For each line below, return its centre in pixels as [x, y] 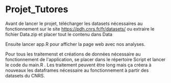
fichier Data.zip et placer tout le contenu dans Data [59, 34]
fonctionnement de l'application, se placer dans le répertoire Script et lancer [86, 59]
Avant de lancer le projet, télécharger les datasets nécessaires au [74, 23]
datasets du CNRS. [25, 75]
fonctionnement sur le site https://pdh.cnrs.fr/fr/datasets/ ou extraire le [80, 29]
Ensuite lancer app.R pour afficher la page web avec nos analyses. [75, 44]
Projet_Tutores [37, 9]
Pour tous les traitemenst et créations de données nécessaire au [73, 54]
